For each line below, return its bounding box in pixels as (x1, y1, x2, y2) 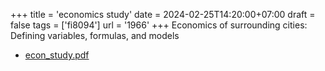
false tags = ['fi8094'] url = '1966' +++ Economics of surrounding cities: (10, 19, 308, 31)
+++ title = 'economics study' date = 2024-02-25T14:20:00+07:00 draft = (10, 9, 316, 20)
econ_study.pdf (24, 49, 90, 61)
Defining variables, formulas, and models (10, 30, 180, 41)
